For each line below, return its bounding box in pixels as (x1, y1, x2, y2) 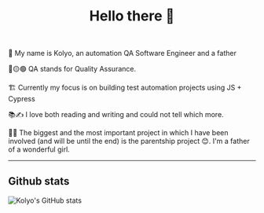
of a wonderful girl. (8, 145, 71, 154)
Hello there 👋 (89, 7, 175, 25)
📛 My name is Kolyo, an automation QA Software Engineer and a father (8, 48, 237, 57)
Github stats (8, 174, 70, 188)
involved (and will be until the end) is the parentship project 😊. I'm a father (8, 136, 250, 145)
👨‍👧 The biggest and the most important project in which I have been (8, 127, 229, 137)
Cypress (8, 94, 35, 103)
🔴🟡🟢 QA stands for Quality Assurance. (8, 64, 136, 73)
